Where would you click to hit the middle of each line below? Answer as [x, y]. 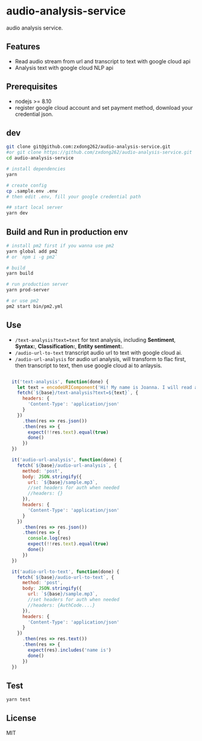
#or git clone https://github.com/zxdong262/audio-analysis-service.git [99, 153]
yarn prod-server [28, 290]
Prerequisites [32, 87]
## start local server [35, 207]
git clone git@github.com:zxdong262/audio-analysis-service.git [88, 147]
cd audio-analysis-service [40, 158]
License [21, 718]
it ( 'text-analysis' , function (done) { [60, 382]
